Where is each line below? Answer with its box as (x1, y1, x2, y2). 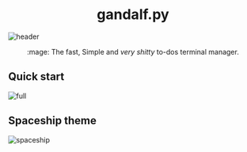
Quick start (8, 70, 65, 84)
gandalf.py (97, 6, 169, 24)
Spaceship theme (8, 114, 97, 127)
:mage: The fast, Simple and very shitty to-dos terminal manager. (27, 47, 239, 56)
